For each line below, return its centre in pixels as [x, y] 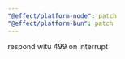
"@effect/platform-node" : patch [62, 16]
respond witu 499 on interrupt [58, 46]
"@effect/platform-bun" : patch [60, 23]
